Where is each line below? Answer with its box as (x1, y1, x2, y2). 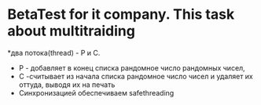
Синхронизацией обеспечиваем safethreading (18, 88, 175, 97)
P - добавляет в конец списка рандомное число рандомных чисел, (18, 63, 245, 72)
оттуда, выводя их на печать (18, 80, 116, 89)
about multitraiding (7, 22, 135, 40)
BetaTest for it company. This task (7, 5, 235, 24)
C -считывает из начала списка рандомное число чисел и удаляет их (18, 71, 253, 81)
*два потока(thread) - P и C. (7, 48, 101, 57)
